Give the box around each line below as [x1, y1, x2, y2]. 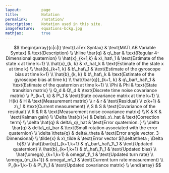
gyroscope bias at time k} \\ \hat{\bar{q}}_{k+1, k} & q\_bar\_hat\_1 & [14, 76, 155, 82]
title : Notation [5, 12, 60, 17]
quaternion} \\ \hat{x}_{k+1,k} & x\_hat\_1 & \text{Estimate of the [32, 55, 164, 61]
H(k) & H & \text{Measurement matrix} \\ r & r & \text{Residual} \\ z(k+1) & [9, 98, 160, 104]
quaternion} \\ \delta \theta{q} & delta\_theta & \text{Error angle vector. [8, 130, 155, 136]
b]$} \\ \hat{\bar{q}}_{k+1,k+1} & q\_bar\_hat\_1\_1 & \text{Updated [17, 141, 153, 146]
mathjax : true [5, 31, 51, 36]
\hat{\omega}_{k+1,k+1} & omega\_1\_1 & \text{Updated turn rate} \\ [16, 151, 154, 157]
